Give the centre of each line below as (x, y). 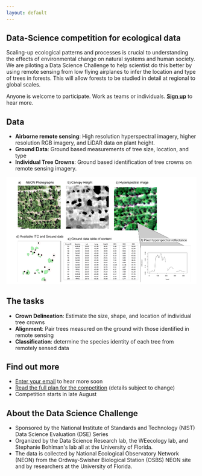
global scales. (24, 85)
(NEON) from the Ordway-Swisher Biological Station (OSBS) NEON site (103, 460)
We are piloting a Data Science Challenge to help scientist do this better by (99, 65)
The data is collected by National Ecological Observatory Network (97, 454)
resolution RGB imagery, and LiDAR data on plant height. (85, 143)
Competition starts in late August (56, 394)
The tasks (25, 302)
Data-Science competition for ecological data (93, 38)
